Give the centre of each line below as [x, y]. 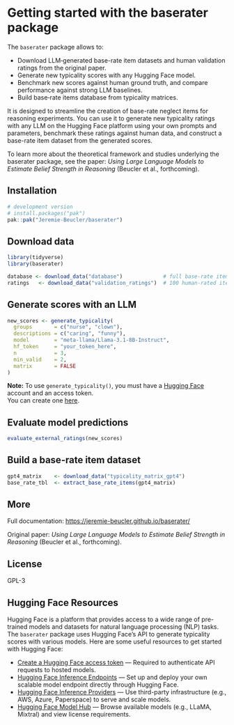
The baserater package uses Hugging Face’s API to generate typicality [109, 634]
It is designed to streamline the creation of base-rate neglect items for [108, 111]
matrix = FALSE [45, 366]
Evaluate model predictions [68, 422]
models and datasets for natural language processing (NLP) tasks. [124, 627]
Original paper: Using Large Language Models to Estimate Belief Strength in [116, 535]
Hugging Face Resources [63, 603]
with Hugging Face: [35, 649]
